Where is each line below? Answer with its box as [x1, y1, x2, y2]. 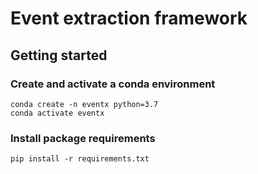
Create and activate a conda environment [10, 77, 216, 91]
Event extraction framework [10, 7, 248, 30]
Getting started [10, 47, 108, 64]
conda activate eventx [10, 108, 105, 118]
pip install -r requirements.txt [10, 154, 150, 164]
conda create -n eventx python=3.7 [10, 99, 159, 109]
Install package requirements [10, 131, 156, 145]
